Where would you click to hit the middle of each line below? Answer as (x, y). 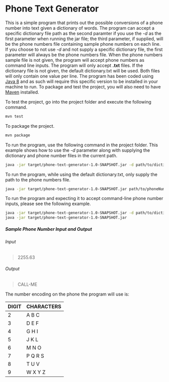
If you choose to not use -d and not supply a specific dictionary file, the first (84, 49)
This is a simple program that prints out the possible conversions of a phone (84, 23)
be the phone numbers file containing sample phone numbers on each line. (83, 44)
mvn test (14, 116)
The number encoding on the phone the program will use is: (67, 294)
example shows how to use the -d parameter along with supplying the (77, 150)
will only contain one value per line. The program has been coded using (79, 76)
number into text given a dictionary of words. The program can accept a (80, 28)
